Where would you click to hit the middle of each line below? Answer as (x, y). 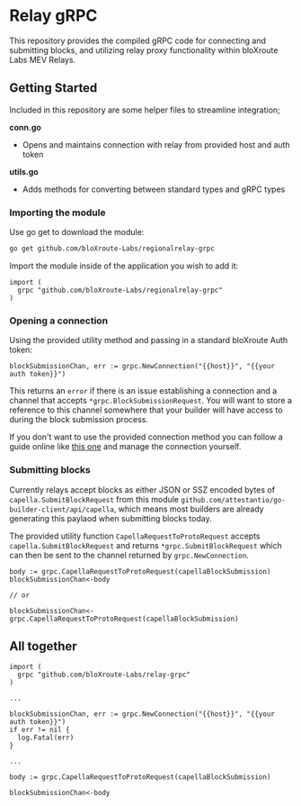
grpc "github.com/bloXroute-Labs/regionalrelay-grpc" (120, 290)
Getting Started (53, 88)
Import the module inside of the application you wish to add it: (124, 266)
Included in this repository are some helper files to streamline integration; (145, 110)
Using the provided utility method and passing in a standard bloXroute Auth (149, 340)
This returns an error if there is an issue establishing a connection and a (143, 391)
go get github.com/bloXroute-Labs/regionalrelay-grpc (112, 249)
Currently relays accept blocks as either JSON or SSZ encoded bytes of (142, 489)
